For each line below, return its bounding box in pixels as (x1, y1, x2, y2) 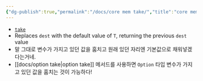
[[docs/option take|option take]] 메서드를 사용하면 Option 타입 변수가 (14, 60, 182, 68)
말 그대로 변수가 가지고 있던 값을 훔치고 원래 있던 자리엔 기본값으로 (14, 45, 171, 53)
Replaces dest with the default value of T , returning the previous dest (14, 31, 187, 39)
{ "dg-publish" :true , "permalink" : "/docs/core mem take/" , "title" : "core (5, 8, 188, 15)
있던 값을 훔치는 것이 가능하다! (21, 68, 92, 76)
